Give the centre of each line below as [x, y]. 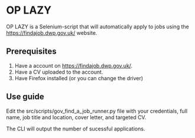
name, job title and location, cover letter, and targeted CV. [76, 117]
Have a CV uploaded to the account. [59, 72]
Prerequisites [31, 52]
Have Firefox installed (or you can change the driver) [79, 78]
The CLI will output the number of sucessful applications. [76, 129]
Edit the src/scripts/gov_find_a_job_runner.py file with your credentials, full [97, 111]
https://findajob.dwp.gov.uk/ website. [52, 32]
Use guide [25, 97]
